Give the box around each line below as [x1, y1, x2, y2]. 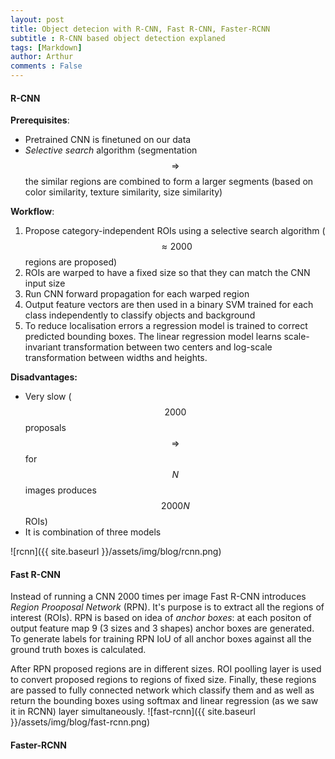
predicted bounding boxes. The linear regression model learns [24, 331, 282, 343]
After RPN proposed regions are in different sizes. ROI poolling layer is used [10, 663, 322, 675]
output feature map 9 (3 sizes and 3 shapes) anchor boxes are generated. [10, 622, 315, 635]
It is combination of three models [24, 526, 162, 538]
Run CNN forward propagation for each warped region [24, 288, 250, 300]
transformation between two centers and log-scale [63, 341, 273, 353]
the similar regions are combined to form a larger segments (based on [24, 176, 314, 188]
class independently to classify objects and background [24, 309, 256, 321]
